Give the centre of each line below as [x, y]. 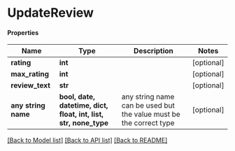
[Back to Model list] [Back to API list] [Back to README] [87, 141]
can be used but [148, 106]
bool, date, [77, 97]
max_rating [30, 74]
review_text [31, 85]
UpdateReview [51, 13]
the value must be [151, 115]
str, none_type [84, 123]
